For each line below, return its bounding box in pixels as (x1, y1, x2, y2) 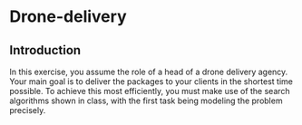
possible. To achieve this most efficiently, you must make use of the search (9, 86, 290, 96)
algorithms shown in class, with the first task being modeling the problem (9, 95, 283, 106)
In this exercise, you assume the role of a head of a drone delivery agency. (9, 66, 288, 77)
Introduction (9, 43, 82, 58)
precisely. (9, 105, 46, 115)
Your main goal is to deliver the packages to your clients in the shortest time (9, 76, 293, 87)
